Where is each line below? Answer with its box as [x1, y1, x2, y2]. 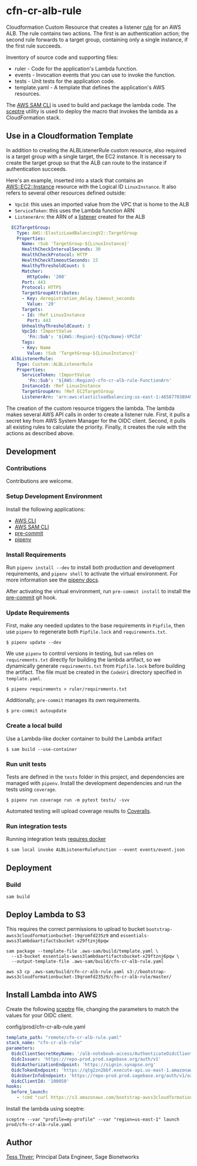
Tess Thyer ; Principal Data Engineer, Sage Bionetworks [6, 1153, 140, 1160]
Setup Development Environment [6, 492, 103, 500]
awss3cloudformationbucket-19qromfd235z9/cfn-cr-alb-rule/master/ [6, 974, 172, 980]
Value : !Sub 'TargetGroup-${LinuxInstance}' [27, 350, 138, 356]
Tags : [21, 339, 35, 345]
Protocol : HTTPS [21, 285, 62, 290]
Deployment [6, 863, 52, 873]
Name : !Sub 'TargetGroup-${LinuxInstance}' [21, 241, 130, 247]
